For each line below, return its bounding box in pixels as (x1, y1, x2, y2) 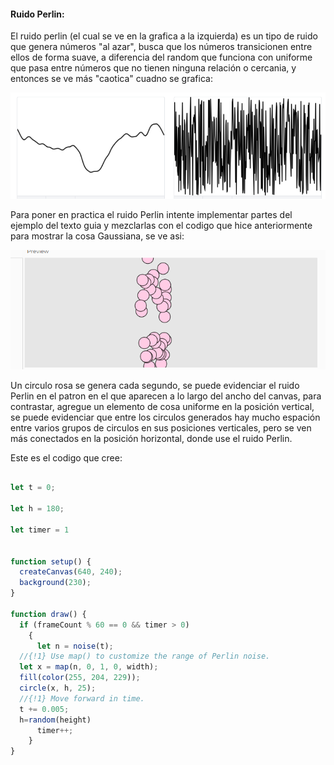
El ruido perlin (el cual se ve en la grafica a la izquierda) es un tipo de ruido (10, 30, 318, 42)
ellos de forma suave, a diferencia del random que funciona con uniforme (10, 51, 313, 64)
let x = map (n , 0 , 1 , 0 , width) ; (19, 662, 159, 672)
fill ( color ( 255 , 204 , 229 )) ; (19, 673, 141, 683)
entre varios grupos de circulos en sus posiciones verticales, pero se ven (10, 421, 312, 434)
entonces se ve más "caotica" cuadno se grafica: (10, 73, 213, 85)
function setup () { (10, 556, 92, 567)
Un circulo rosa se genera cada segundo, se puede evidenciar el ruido (10, 379, 300, 391)
